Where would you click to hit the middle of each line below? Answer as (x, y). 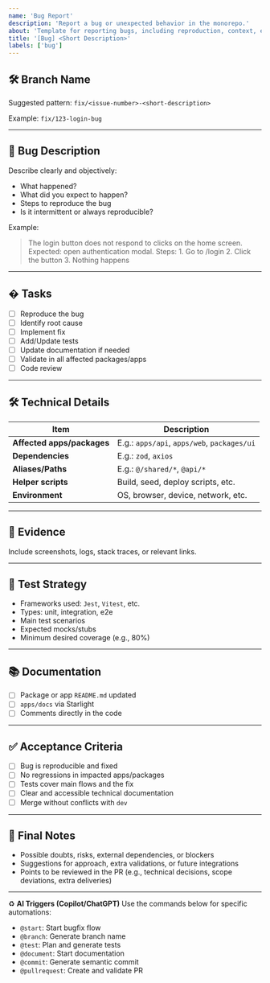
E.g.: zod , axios (145, 455)
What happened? (48, 186)
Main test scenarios (53, 621)
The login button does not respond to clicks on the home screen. (135, 243)
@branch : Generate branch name (73, 936)
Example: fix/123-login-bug (55, 118)
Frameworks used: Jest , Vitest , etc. (80, 603)
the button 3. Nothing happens (79, 260)
